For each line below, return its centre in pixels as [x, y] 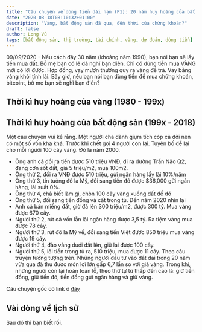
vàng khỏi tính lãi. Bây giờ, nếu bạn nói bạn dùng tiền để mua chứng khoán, [100, 76]
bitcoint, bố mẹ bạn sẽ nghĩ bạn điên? [53, 83]
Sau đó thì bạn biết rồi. [34, 323]
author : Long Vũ [27, 34]
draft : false [23, 29]
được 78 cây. [31, 226]
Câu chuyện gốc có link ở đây [43, 289]
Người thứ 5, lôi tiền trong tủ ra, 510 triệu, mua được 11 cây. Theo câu [100, 252]
